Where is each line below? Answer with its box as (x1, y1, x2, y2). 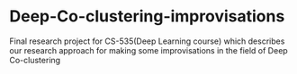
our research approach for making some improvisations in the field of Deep (9, 45, 288, 55)
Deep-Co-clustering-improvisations (9, 6, 285, 27)
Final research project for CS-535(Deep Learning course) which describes (9, 36, 285, 46)
